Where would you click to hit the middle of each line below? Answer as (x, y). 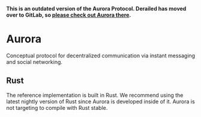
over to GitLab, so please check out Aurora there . (69, 15)
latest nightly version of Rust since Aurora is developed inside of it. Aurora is (100, 101)
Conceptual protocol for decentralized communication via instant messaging (101, 56)
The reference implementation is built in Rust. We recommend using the (95, 95)
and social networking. (34, 61)
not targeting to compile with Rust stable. (57, 107)
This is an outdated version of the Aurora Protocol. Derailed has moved (96, 9)
